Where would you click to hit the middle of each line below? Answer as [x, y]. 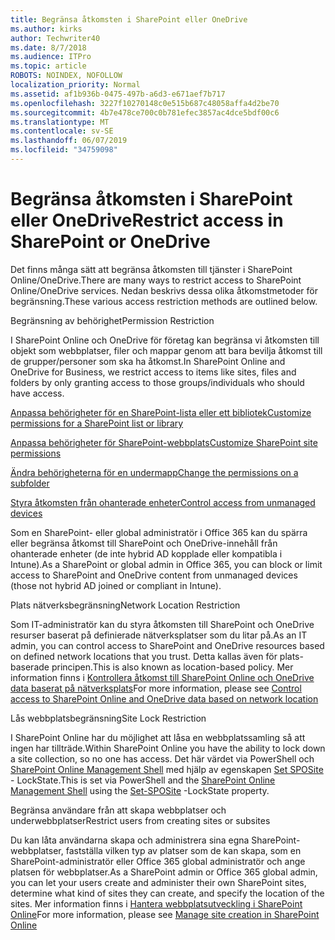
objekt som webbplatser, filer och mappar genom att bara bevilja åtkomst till [166, 350]
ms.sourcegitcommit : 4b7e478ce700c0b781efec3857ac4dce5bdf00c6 [145, 112]
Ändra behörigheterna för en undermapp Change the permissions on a [154, 472]
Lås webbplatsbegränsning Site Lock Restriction [108, 718]
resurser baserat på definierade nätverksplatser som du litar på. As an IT [159, 635]
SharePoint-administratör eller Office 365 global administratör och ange [158, 861]
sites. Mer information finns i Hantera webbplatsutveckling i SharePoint [156, 903]
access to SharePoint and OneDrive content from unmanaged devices [154, 575]
